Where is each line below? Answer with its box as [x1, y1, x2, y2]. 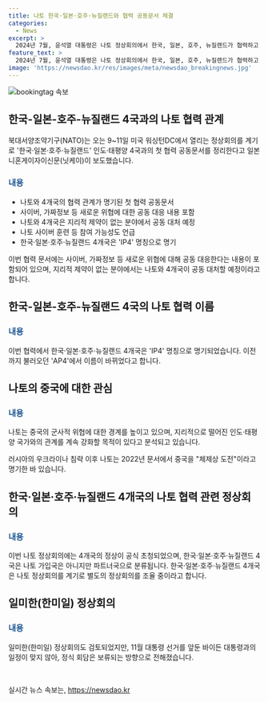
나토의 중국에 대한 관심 [8, 381, 114, 395]
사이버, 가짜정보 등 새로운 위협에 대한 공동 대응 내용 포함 [19, 207, 195, 216]
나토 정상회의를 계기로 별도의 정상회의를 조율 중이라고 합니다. [16, 571, 207, 580]
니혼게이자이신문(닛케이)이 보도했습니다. [8, 155, 134, 165]
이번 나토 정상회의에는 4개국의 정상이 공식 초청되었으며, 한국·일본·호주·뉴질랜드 [8, 551, 254, 560]
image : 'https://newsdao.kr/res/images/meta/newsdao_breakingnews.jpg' [8, 64, 252, 72]
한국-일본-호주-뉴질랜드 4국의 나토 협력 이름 [8, 300, 214, 313]
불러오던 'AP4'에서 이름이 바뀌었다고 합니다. [22, 356, 162, 365]
